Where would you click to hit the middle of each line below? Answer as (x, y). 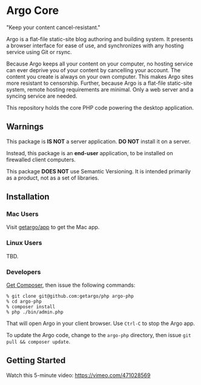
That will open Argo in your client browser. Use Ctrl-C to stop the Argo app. (101, 323)
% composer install (31, 307)
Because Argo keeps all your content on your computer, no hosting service (100, 64)
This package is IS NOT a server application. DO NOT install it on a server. (98, 141)
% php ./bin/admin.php (35, 312)
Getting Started (36, 360)
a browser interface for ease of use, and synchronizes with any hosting (95, 45)
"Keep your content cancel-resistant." (54, 27)
